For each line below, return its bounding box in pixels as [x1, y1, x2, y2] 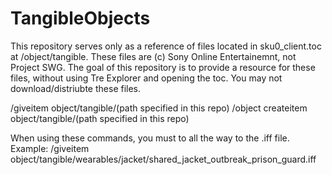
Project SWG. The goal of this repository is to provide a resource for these [10, 61, 316, 73]
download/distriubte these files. [10, 82, 142, 94]
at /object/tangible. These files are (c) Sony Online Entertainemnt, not [10, 50, 297, 62]
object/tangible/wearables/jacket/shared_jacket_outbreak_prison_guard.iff [10, 153, 317, 165]
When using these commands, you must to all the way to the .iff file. [10, 132, 290, 144]
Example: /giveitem [10, 142, 90, 154]
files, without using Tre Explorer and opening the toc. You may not [10, 72, 283, 84]
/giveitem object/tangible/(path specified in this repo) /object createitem [10, 102, 308, 114]
